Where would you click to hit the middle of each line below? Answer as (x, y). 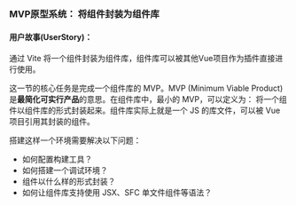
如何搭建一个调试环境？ (65, 170)
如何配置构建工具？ (57, 159)
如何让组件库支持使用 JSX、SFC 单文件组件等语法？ (117, 193)
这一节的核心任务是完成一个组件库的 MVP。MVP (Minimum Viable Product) (146, 88)
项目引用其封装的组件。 (52, 122)
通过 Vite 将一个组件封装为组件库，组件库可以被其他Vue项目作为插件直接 (142, 59)
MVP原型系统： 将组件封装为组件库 (84, 13)
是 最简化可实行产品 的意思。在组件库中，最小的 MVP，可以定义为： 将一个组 (148, 99)
